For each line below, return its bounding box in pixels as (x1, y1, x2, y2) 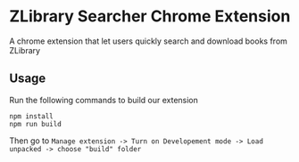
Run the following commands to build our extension (9, 94, 199, 105)
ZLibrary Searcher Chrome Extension (9, 6, 291, 27)
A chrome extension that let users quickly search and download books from (9, 36, 288, 46)
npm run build (9, 119, 62, 128)
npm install (9, 111, 54, 121)
